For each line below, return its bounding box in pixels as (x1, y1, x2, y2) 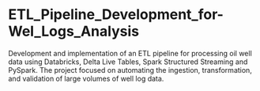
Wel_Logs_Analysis (8, 22, 140, 40)
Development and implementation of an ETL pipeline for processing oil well (8, 48, 253, 58)
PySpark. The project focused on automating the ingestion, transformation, (8, 65, 253, 74)
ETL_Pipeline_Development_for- (8, 6, 224, 24)
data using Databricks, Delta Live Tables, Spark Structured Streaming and (8, 57, 248, 66)
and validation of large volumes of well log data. (8, 74, 164, 83)
